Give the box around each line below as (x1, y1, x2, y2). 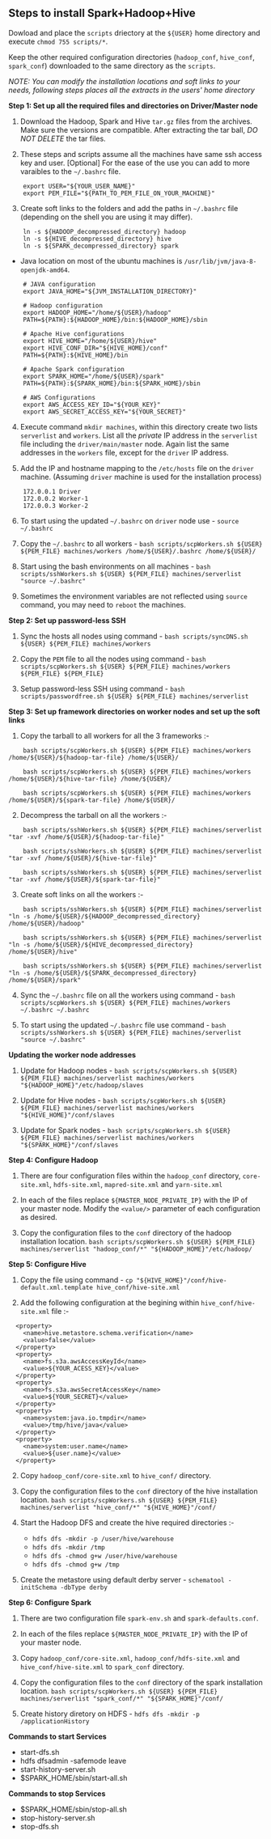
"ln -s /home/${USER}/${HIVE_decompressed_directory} (8, 940, 194, 949)
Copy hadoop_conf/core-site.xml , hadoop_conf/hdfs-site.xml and (19, 1653, 240, 1663)
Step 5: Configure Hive (8, 1259, 87, 1269)
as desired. (19, 1212, 58, 1222)
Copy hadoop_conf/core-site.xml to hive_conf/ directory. (19, 1470, 212, 1480)
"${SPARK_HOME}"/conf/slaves (19, 1141, 119, 1149)
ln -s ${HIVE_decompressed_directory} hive (23, 235, 172, 243)
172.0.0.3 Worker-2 (23, 502, 89, 510)
